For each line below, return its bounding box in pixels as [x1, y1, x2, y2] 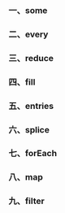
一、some [8, 4, 48, 15]
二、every [8, 28, 49, 40]
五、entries [8, 100, 54, 111]
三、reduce [8, 52, 54, 63]
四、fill [8, 76, 36, 88]
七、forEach [8, 148, 58, 159]
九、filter [8, 195, 45, 206]
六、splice [8, 124, 50, 135]
